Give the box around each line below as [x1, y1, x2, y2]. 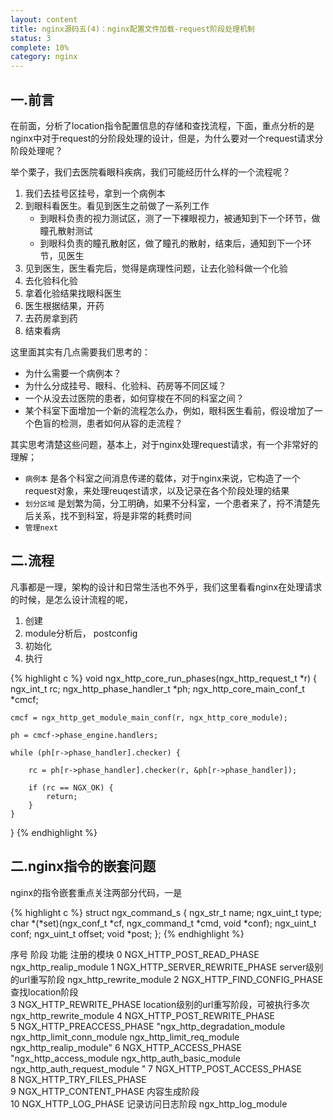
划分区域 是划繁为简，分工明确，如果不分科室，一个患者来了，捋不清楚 [24, 497, 312, 509]
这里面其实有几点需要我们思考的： [10, 346, 151, 358]
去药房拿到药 [24, 312, 78, 324]
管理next [24, 522, 59, 533]
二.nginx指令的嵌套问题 [10, 858, 157, 875]
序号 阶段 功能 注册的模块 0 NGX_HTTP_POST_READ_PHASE [10, 948, 260, 960]
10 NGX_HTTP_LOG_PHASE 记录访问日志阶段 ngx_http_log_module [10, 1097, 288, 1110]
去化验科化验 [24, 274, 78, 286]
